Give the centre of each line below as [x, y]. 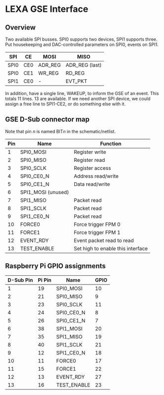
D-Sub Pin [20, 280]
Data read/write [92, 184]
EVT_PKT [77, 81]
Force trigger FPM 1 [97, 232]
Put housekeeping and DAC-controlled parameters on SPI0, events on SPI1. [82, 45]
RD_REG [75, 73]
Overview [21, 27]
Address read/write [96, 176]
